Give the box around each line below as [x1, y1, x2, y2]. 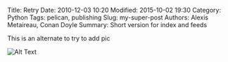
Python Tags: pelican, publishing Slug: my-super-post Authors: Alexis [7, 13, 209, 22]
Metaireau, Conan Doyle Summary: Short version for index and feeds [7, 21, 208, 29]
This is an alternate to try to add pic [7, 34, 110, 42]
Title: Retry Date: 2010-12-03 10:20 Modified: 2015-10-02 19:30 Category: [7, 6, 222, 14]
